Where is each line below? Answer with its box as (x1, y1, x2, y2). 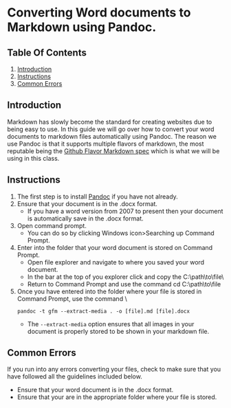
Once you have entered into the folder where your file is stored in (16, 287, 202, 295)
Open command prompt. (16, 221, 87, 229)
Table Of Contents (7, 47, 87, 58)
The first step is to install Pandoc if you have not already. (16, 192, 179, 201)
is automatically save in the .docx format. (27, 214, 144, 223)
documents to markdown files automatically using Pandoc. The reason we (7, 132, 217, 140)
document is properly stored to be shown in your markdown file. (27, 327, 210, 335)
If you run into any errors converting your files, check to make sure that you (7, 365, 221, 374)
